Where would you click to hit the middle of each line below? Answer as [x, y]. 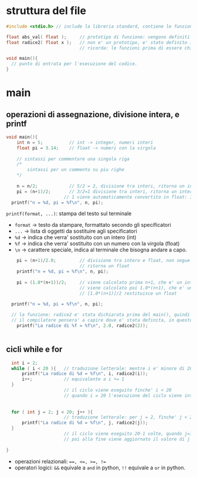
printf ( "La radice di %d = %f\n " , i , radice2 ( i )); [85, 374]
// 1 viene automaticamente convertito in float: [125, 197]
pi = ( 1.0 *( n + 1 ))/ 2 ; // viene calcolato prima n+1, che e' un [99, 282]
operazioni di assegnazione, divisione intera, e [93, 115]
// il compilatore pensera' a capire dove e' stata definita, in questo [102, 321]
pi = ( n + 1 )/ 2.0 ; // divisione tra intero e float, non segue [103, 261]
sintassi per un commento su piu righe [76, 170]
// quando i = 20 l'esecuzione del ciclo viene [123, 396]
